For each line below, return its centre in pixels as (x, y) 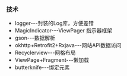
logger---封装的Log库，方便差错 (54, 23)
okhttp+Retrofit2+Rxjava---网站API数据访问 (68, 45)
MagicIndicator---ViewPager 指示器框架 (63, 31)
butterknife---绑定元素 (42, 67)
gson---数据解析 (35, 38)
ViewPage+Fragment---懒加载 (52, 60)
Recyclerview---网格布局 (45, 53)
